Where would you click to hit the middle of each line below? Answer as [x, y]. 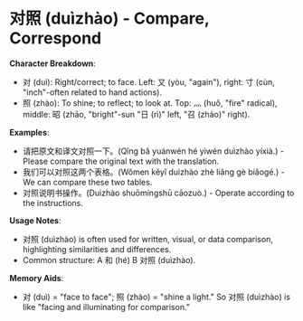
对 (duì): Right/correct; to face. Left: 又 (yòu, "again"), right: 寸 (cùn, [149, 81]
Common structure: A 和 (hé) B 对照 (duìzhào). [109, 260]
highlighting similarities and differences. [97, 249]
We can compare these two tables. [87, 182]
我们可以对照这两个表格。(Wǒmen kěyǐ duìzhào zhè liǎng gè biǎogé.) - [153, 172]
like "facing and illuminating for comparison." [106, 307]
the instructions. [52, 203]
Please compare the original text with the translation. [121, 161]
